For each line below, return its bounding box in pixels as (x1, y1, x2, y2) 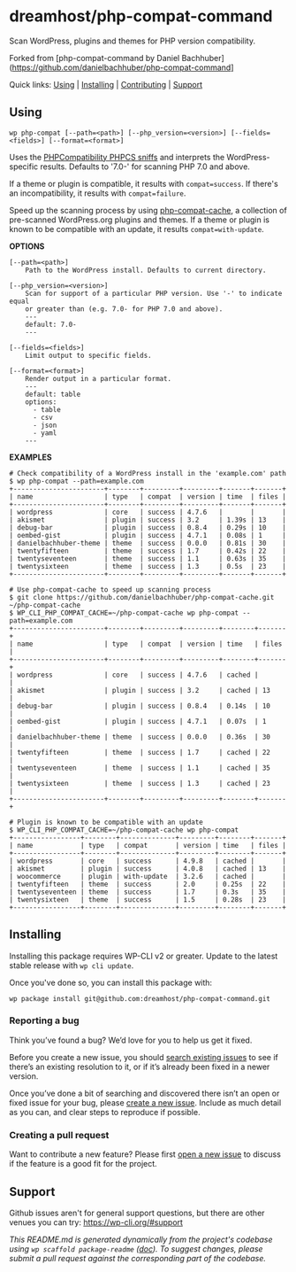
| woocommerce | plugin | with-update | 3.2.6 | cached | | (9, 872, 287, 880)
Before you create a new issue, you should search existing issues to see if (9, 1051, 278, 1062)
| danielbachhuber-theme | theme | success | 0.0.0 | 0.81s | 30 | (9, 539, 287, 547)
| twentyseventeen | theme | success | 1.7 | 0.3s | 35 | (9, 888, 287, 896)
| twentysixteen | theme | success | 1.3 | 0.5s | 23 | (9, 562, 287, 570)
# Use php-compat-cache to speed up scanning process (9, 585, 212, 594)
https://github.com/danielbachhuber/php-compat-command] (11, 62, 234, 73)
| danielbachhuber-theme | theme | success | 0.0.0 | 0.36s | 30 (9, 733, 271, 741)
